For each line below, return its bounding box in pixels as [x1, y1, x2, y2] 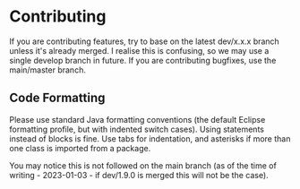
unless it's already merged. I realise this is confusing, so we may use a [9, 45, 270, 56]
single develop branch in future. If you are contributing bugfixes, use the [9, 55, 277, 65]
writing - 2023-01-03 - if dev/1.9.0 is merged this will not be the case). [9, 169, 269, 180]
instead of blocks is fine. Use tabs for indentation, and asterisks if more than [9, 133, 291, 144]
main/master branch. [9, 64, 87, 75]
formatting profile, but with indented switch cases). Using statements [9, 124, 264, 134]
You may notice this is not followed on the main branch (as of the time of [9, 159, 278, 171]
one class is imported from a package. [9, 142, 151, 153]
